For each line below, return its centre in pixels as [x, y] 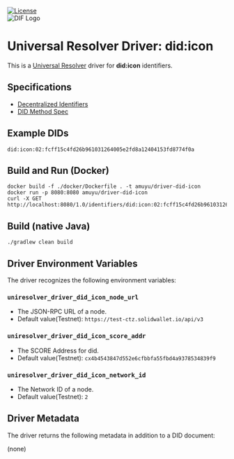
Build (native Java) [49, 226]
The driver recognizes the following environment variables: [92, 280]
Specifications [39, 87]
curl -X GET [24, 199]
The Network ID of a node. [55, 389]
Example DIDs [38, 133]
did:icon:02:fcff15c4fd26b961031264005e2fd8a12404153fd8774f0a [101, 150]
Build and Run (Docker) [58, 170]
